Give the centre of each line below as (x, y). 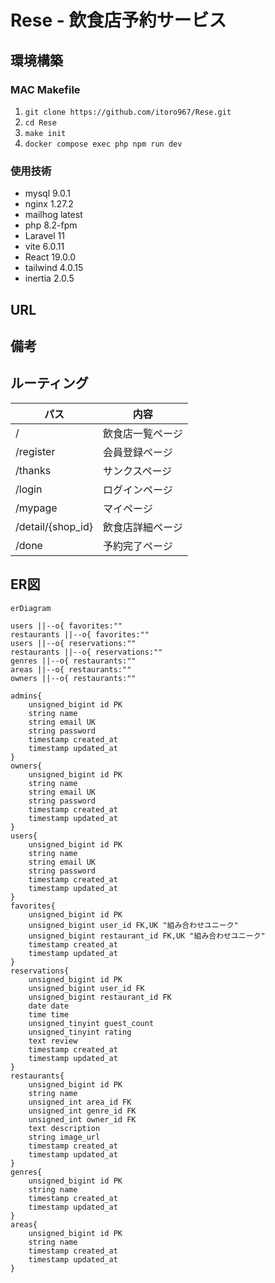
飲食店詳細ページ (143, 527)
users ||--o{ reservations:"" (73, 643)
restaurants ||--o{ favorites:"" (80, 634)
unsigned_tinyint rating (80, 1032)
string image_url (64, 1137)
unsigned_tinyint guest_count (91, 1023)
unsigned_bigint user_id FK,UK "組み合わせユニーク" (133, 925)
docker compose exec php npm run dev (103, 144)
